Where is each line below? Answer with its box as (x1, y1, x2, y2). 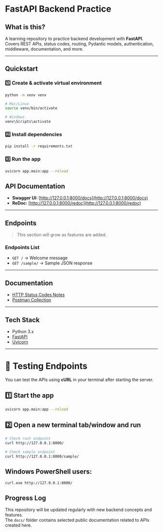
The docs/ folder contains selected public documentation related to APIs (5, 517, 149, 523)
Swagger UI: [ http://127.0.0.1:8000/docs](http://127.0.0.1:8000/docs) (12, 195, 148, 201)
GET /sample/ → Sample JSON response (12, 260, 93, 266)
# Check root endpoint (5, 436, 51, 441)
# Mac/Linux (5, 101, 29, 106)
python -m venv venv (5, 93, 47, 97)
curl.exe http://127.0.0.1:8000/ (5, 480, 73, 485)
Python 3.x (12, 328, 34, 334)
